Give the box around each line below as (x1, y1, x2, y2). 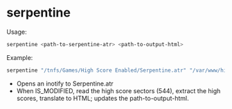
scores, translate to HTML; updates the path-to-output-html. (16, 94, 189, 102)
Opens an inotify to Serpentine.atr (16, 79, 114, 88)
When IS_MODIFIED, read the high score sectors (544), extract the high (16, 86, 221, 95)
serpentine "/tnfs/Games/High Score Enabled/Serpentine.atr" (6, 67, 187, 74)
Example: (6, 53, 33, 61)
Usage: (6, 28, 27, 36)
